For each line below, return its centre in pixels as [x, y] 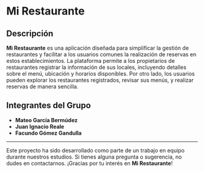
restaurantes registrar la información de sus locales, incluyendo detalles [97, 67]
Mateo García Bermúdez [46, 120]
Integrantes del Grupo [49, 106]
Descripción [30, 34]
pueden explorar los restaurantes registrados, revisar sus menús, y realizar [100, 80]
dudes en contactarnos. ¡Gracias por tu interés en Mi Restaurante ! [90, 163]
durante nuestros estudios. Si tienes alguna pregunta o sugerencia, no [94, 157]
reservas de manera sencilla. [42, 86]
